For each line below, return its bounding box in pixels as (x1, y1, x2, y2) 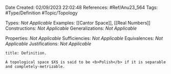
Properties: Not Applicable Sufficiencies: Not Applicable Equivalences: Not (5, 35, 163, 41)
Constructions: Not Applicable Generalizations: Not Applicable (5, 25, 137, 31)
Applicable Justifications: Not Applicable (5, 41, 92, 47)
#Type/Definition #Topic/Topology (5, 10, 78, 16)
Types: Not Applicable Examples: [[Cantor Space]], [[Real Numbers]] (5, 20, 151, 26)
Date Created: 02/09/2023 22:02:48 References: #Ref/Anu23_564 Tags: (5, 5, 158, 10)
